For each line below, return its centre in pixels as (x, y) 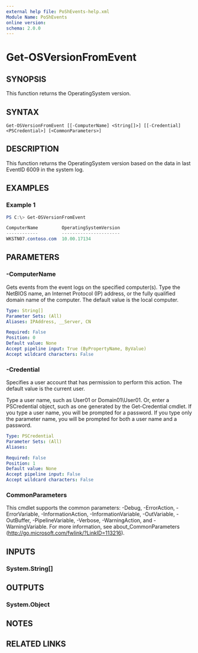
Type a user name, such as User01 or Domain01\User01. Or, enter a (88, 400)
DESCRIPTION (33, 149)
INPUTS (21, 551)
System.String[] (30, 568)
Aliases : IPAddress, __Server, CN (49, 321)
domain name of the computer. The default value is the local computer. (92, 300)
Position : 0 (21, 338)
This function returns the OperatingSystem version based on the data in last (98, 163)
